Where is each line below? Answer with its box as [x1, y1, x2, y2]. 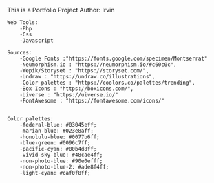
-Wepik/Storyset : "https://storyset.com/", [19, 67, 149, 74]
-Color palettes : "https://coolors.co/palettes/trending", [19, 79, 195, 86]
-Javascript [19, 37, 54, 44]
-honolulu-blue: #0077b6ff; [19, 133, 100, 140]
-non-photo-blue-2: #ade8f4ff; [19, 164, 109, 171]
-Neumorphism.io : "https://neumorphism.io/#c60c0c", [19, 61, 177, 68]
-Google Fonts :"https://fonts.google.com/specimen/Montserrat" [19, 55, 208, 62]
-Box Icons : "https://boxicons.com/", [19, 85, 134, 92]
